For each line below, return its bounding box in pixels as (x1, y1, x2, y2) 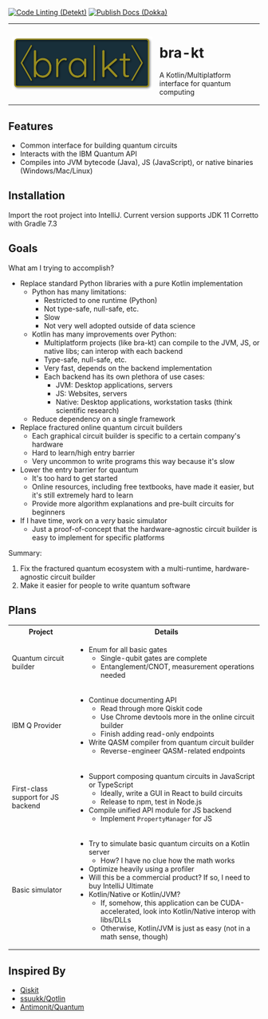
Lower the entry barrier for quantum (19, 465, 139, 474)
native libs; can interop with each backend (43, 346, 183, 356)
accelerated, (100, 906, 142, 916)
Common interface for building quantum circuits (19, 140, 178, 150)
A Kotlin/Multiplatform (159, 70, 231, 80)
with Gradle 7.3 (8, 218, 57, 228)
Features (8, 120, 53, 133)
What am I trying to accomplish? (8, 263, 114, 273)
